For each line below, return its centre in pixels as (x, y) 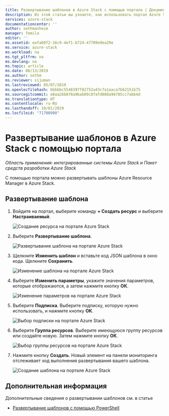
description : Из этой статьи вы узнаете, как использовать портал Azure (83, 15)
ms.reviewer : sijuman (28, 80)
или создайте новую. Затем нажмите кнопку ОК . (65, 335)
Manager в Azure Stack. (30, 183)
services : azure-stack (29, 19)
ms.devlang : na (21, 62)
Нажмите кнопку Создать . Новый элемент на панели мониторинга (85, 355)
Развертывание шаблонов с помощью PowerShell (66, 408)
